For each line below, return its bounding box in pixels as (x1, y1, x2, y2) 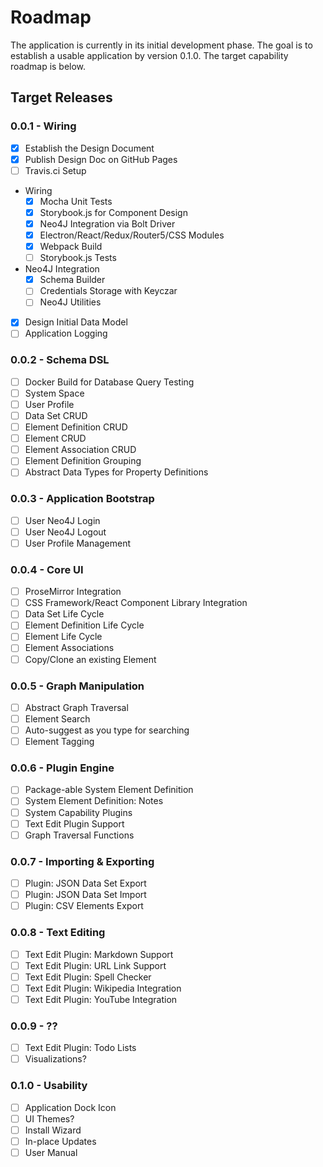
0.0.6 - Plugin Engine (10, 761, 115, 775)
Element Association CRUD (24, 444, 137, 456)
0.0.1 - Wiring (10, 119, 77, 133)
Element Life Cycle (24, 631, 103, 643)
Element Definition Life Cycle (24, 619, 145, 631)
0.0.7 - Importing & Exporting (10, 854, 155, 868)
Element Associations (24, 642, 115, 654)
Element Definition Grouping (24, 455, 142, 467)
